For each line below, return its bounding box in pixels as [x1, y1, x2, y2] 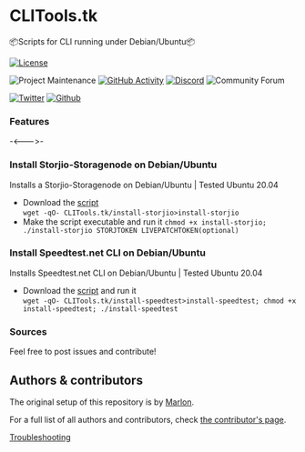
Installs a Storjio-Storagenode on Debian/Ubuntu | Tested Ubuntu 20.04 [9, 179, 280, 190]
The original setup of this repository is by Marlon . [9, 397, 195, 407]
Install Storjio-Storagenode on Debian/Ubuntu [9, 158, 218, 171]
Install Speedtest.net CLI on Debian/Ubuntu [9, 246, 207, 259]
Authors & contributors [9, 372, 144, 387]
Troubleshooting [9, 431, 71, 442]
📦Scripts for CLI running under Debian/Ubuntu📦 [9, 35, 196, 46]
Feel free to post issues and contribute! [9, 347, 157, 357]
